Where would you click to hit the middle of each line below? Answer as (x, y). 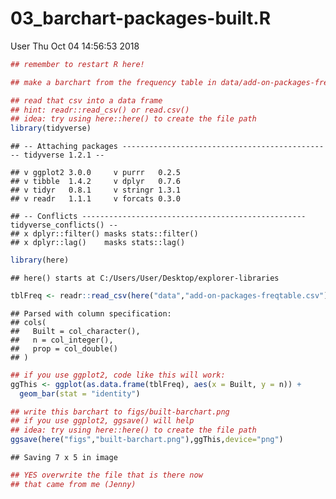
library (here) (40, 260)
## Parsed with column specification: (91, 313)
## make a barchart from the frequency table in (113, 82)
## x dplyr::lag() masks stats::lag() (98, 243)
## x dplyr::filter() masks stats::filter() (104, 234)
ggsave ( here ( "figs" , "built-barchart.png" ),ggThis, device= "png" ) (147, 440)
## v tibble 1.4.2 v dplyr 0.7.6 (96, 182)
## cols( (28, 322)
